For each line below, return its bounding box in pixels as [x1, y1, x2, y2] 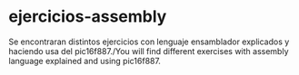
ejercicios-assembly [8, 6, 167, 27]
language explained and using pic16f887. [8, 55, 161, 66]
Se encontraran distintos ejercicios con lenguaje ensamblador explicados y [8, 36, 290, 47]
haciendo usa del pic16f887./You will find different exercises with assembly [8, 45, 289, 56]
